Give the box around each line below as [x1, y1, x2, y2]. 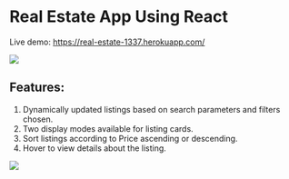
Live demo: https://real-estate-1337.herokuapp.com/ [9, 36, 205, 47]
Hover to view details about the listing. [22, 143, 166, 154]
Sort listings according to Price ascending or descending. [22, 133, 238, 144]
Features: [9, 80, 65, 95]
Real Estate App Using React [9, 6, 229, 27]
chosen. [22, 114, 54, 124]
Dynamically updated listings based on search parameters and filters [22, 104, 281, 114]
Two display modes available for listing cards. [22, 123, 194, 134]
